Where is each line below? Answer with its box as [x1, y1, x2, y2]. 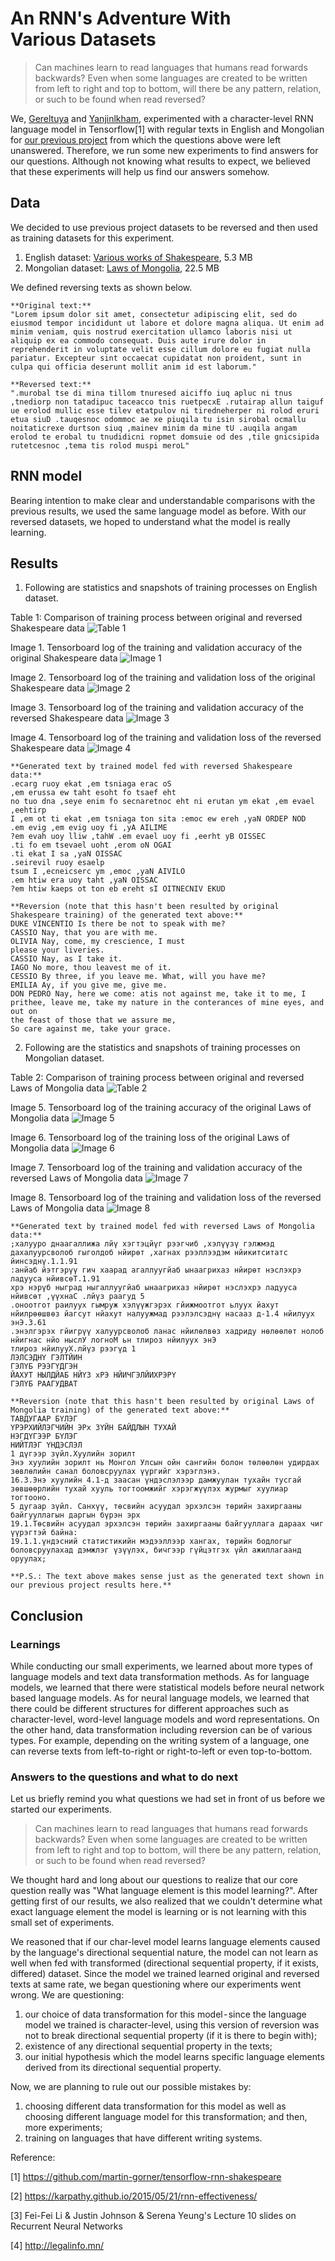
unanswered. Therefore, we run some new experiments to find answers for [10, 144, 319, 156]
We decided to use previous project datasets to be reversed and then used [10, 221, 318, 233]
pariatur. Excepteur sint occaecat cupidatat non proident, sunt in [10, 353, 302, 363]
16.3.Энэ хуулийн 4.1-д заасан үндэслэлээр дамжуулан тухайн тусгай [10, 1475, 302, 1486]
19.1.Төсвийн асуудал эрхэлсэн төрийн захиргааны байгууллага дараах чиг [10, 1519, 325, 1529]
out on [10, 1007, 38, 1017]
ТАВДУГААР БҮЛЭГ [10, 1414, 78, 1424]
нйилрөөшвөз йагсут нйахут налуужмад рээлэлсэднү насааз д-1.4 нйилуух [10, 1309, 315, 1319]
